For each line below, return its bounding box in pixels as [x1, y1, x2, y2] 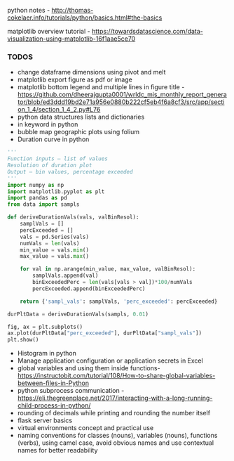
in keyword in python [17, 120, 78, 129]
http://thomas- [51, 6, 94, 14]
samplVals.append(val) [32, 272, 99, 280]
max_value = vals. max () [20, 253, 90, 260]
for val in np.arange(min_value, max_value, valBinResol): [20, 266, 196, 273]
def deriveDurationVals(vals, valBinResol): [7, 214, 139, 221]
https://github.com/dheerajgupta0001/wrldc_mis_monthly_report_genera [17, 91, 228, 99]
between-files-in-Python [17, 379, 90, 387]
